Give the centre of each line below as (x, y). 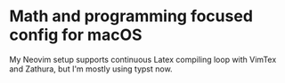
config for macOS (76, 35)
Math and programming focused (131, 16)
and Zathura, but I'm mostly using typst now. (91, 69)
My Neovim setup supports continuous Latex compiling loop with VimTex (143, 59)
